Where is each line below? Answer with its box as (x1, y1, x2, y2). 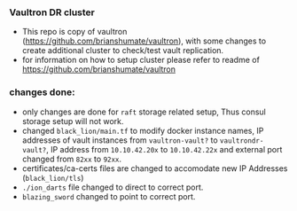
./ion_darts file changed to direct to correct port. (21, 182, 204, 192)
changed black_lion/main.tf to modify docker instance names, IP (21, 125, 264, 136)
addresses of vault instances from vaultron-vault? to (21, 135, 219, 145)
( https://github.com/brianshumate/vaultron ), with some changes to (21, 35, 267, 46)
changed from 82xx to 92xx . (21, 153, 122, 164)
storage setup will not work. (21, 115, 124, 126)
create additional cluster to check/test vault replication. (21, 45, 224, 56)
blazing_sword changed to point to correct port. (21, 191, 196, 201)
